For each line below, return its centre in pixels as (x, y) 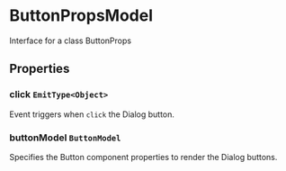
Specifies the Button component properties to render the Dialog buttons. (143, 157)
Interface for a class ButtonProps (71, 40)
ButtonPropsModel (81, 16)
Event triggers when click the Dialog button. (92, 114)
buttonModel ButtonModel (65, 138)
